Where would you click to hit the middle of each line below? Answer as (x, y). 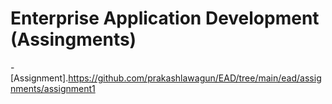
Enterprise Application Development (165, 18)
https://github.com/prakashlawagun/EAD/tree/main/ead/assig (195, 78)
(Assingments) (73, 39)
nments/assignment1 (53, 88)
